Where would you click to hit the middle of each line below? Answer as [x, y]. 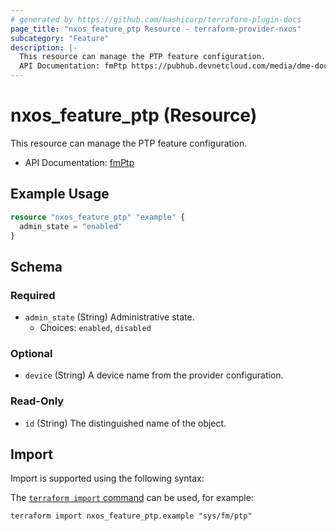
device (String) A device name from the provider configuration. [154, 375]
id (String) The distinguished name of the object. [125, 423]
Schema [36, 266]
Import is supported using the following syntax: [107, 478]
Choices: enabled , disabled [95, 328]
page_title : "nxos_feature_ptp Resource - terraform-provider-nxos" [156, 29]
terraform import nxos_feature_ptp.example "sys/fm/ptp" [131, 516]
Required [33, 295]
